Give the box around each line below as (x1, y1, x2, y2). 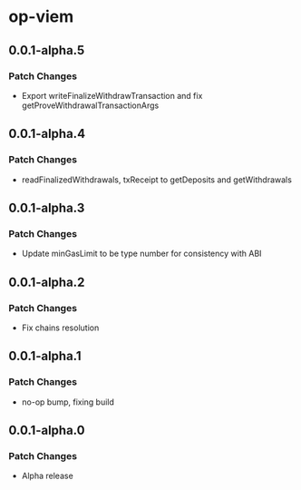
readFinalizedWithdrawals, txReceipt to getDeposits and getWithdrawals (21, 174, 292, 185)
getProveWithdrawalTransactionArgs (21, 100, 160, 111)
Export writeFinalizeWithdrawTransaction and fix (21, 90, 203, 101)
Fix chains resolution (21, 322, 100, 333)
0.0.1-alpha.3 (8, 200, 85, 215)
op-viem (8, 6, 74, 27)
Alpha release (21, 470, 73, 482)
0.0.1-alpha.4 (8, 126, 86, 142)
